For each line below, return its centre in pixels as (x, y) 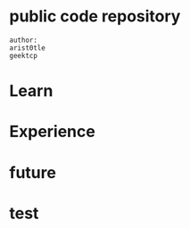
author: (24, 40)
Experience (52, 132)
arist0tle (28, 48)
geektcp (24, 55)
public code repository (95, 16)
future (33, 172)
